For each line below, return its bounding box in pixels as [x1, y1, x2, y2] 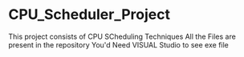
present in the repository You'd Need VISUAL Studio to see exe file [8, 40, 229, 49]
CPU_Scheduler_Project [8, 6, 171, 24]
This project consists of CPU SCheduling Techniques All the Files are [8, 32, 237, 41]
